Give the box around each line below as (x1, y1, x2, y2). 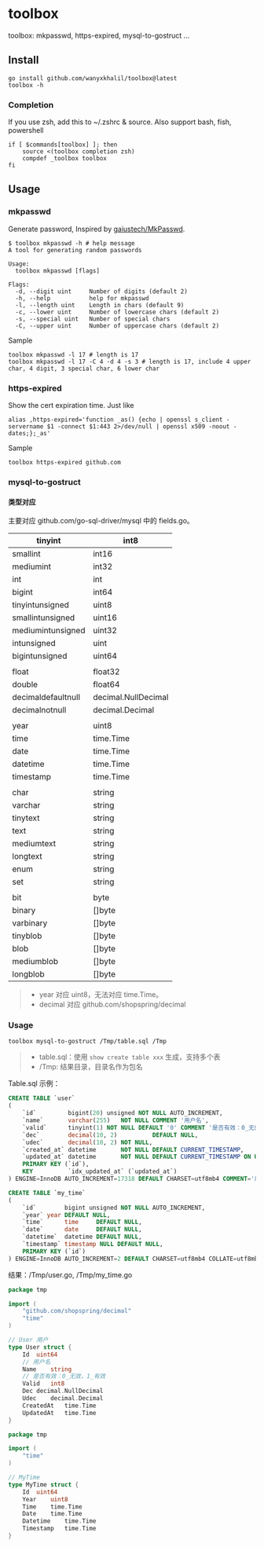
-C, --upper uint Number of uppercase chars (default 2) (15, 321, 220, 330)
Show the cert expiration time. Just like (8, 401, 134, 410)
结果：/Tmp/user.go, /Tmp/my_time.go (8, 1270, 133, 1279)
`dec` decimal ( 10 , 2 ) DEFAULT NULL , (22, 1131, 199, 1139)
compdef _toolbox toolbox (22, 155, 108, 163)
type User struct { (8, 1343, 72, 1351)
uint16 (93, 612, 118, 623)
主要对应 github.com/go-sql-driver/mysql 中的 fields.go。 (8, 516, 194, 526)
